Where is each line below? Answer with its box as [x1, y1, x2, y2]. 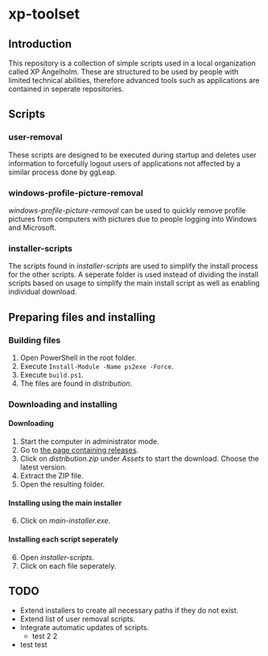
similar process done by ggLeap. [8, 167, 118, 177]
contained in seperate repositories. [8, 84, 125, 94]
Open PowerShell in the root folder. [19, 353, 137, 362]
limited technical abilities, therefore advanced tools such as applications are [8, 76, 260, 85]
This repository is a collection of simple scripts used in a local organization [8, 58, 256, 68]
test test [19, 640, 47, 650]
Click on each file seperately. [19, 561, 117, 570]
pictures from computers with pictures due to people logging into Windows [8, 214, 258, 224]
